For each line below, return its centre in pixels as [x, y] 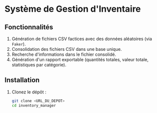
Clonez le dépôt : [29, 92]
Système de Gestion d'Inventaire [73, 9]
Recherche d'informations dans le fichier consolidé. [64, 54]
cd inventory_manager [34, 105]
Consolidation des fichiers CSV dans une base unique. [67, 49]
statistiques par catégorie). [39, 65]
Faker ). [19, 44]
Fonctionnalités [29, 27]
